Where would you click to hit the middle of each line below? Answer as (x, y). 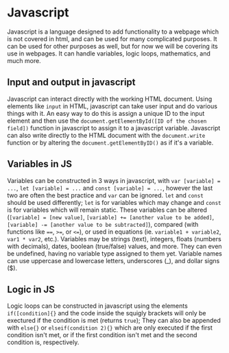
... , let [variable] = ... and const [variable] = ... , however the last (110, 188)
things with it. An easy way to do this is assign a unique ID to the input (106, 113)
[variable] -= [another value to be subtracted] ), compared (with (103, 224)
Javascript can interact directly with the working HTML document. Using (110, 99)
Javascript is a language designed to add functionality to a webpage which (113, 32)
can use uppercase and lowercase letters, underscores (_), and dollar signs (113, 260)
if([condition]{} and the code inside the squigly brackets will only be (107, 313)
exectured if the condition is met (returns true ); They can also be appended (114, 321)
